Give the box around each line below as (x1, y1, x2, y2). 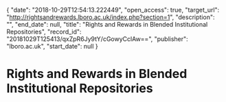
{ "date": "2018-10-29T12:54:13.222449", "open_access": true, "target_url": (6, 6, 220, 14)
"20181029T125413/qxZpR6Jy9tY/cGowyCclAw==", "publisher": (6, 35, 188, 43)
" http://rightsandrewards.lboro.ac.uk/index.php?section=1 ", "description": (6, 13, 215, 21)
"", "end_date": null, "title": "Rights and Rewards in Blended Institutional (6, 21, 208, 28)
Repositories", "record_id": (6, 27, 82, 36)
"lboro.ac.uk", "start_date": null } (6, 42, 98, 50)
